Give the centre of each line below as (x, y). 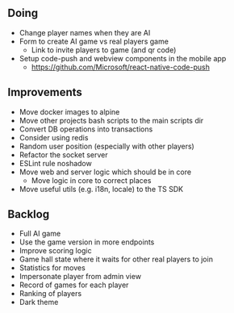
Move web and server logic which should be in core (105, 172)
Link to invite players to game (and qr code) (104, 50)
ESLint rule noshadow (55, 163)
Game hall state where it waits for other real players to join (116, 259)
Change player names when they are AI (85, 32)
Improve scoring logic (55, 251)
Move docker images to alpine (69, 111)
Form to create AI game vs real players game (94, 41)
